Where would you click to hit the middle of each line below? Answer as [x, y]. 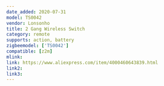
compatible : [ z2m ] [29, 51]
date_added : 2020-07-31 [36, 12]
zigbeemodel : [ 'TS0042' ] [38, 46]
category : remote [28, 35]
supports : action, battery [40, 40]
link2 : [15, 68]
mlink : [15, 57]
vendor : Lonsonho [28, 23]
